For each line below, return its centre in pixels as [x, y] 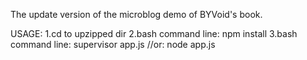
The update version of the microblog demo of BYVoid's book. [136, 14]
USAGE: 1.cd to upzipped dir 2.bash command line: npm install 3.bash [154, 33]
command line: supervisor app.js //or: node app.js [113, 44]
